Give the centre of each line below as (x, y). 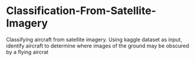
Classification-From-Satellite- (81, 11)
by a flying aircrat (27, 52)
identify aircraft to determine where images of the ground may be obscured (98, 46)
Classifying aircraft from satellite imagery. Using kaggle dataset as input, (94, 39)
